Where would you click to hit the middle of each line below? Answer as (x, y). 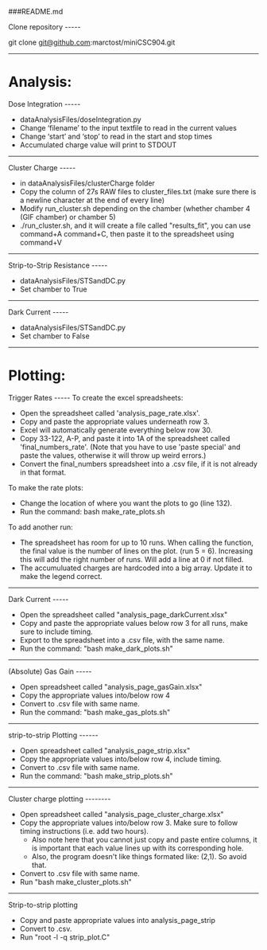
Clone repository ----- (44, 27)
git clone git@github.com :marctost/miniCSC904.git (92, 42)
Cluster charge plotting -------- (60, 799)
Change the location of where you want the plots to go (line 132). (126, 503)
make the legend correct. (61, 576)
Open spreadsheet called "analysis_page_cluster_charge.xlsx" (122, 814)
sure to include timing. (56, 631)
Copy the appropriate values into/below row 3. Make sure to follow (129, 823)
